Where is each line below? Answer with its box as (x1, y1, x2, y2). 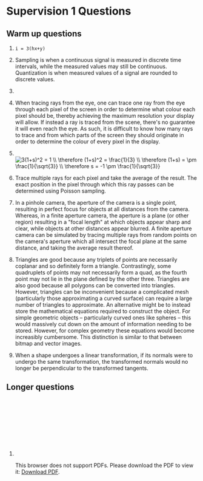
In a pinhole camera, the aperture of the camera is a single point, (15, 199, 177, 206)
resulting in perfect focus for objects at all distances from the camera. (15, 205, 190, 213)
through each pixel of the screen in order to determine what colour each (15, 106, 196, 113)
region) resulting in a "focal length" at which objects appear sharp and (15, 219, 191, 225)
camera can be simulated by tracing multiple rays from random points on (15, 231, 197, 238)
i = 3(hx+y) (15, 46, 45, 52)
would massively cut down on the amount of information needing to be (15, 321, 192, 327)
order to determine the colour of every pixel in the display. (15, 138, 161, 145)
